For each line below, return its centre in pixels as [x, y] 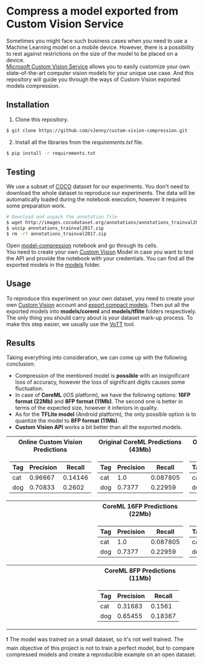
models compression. [33, 85]
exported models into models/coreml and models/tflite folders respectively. [101, 311]
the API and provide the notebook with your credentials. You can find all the [100, 258]
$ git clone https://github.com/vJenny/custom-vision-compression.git [97, 130]
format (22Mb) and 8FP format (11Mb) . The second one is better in [99, 401]
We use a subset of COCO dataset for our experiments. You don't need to [98, 186]
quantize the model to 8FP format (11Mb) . [67, 421]
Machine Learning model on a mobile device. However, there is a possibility [100, 47]
